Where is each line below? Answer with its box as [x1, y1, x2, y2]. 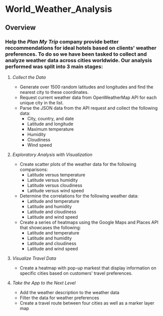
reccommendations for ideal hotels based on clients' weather [5, 44, 157, 51]
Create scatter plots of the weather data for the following [19, 161, 137, 167]
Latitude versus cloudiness [27, 182, 82, 188]
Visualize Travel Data [12, 255, 56, 261]
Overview [5, 23, 36, 32]
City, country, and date [27, 115, 75, 121]
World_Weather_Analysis [5, 3, 113, 15]
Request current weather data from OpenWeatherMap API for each [19, 94, 157, 100]
